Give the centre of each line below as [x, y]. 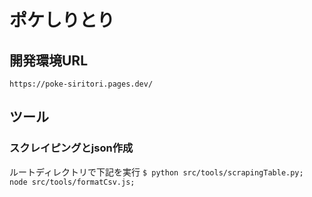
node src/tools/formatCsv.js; [72, 182]
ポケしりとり [62, 20]
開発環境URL [49, 60]
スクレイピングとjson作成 [71, 148]
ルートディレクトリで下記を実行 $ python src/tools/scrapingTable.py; [156, 172]
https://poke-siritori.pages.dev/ [81, 84]
